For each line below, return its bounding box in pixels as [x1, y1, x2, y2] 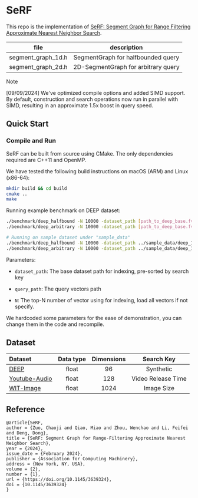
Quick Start [6, 119, 49, 129]
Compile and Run [6, 137, 56, 145]
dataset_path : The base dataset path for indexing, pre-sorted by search [14, 268, 189, 275]
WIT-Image [9, 384, 41, 393]
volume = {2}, [6, 466, 41, 472]
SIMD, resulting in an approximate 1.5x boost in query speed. [6, 101, 154, 109]
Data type [58, 355, 87, 363]
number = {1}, [6, 471, 41, 477]
